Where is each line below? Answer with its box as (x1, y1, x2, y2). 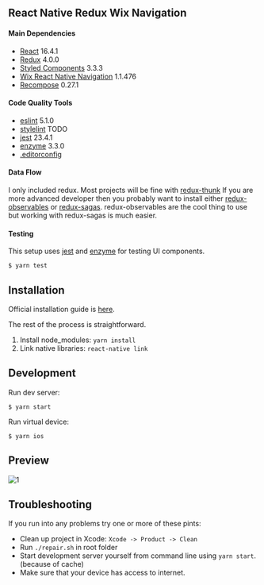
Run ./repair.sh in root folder (19, 543, 118, 552)
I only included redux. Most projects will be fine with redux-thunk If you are (8, 186, 254, 194)
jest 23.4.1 (19, 133, 53, 142)
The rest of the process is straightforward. (8, 320, 147, 329)
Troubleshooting (8, 498, 93, 511)
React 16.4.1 (19, 46, 59, 56)
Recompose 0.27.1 (19, 79, 79, 90)
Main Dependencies (8, 28, 76, 38)
